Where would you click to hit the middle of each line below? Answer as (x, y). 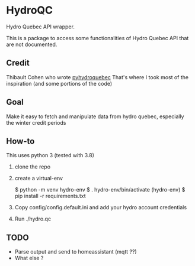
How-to (20, 141)
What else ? (29, 258)
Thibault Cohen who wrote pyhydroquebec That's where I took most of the (97, 77)
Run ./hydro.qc (33, 219)
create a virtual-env (39, 179)
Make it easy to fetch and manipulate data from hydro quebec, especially (95, 116)
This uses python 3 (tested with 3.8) (50, 155)
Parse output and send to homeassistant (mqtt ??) (76, 252)
